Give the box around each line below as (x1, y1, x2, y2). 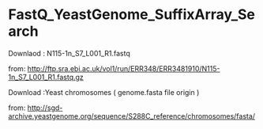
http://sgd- (27, 103, 63, 112)
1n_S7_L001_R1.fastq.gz (8, 72, 85, 82)
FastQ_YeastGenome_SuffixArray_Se (8, 6, 255, 24)
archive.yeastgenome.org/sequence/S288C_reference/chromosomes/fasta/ (8, 111, 255, 120)
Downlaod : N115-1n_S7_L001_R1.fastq (8, 48, 130, 58)
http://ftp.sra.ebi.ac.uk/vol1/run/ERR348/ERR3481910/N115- (27, 63, 220, 73)
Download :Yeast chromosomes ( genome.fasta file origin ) (8, 87, 200, 97)
